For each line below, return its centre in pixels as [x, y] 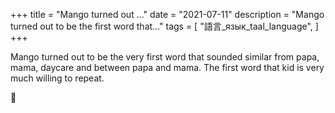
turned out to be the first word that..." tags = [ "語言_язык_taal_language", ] [164, 26]
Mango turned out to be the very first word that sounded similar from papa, [165, 57]
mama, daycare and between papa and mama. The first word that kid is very [167, 67]
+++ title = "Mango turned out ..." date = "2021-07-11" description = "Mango [167, 14]
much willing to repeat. [57, 78]
